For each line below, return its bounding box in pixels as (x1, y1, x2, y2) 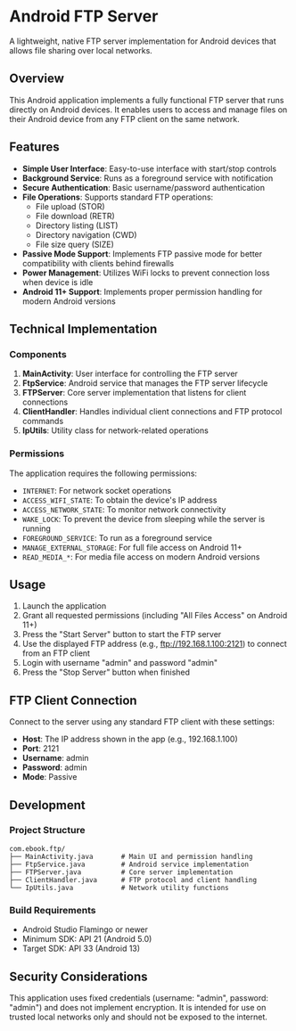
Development (9, 798, 86, 813)
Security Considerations (9, 969, 149, 984)
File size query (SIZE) (35, 239, 114, 250)
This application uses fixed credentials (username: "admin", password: (9, 992, 269, 1003)
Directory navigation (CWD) (35, 229, 137, 240)
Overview (9, 71, 65, 86)
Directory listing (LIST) (35, 220, 119, 231)
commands (21, 416, 64, 427)
